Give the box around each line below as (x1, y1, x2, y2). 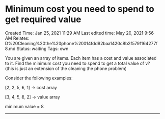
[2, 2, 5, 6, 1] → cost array (5, 84, 57, 90)
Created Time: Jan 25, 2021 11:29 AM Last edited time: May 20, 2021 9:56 (5, 30, 154, 36)
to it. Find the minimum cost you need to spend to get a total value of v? (5, 60, 150, 66)
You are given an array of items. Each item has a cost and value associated (5, 55, 157, 61)
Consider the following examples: (5, 75, 73, 81)
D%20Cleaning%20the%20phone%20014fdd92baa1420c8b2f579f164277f (5, 40, 158, 46)
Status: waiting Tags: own (16, 46, 69, 51)
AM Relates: (5, 35, 29, 41)
